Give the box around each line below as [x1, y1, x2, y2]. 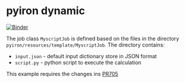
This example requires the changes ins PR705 [6, 70, 118, 77]
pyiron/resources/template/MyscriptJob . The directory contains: [6, 41, 165, 48]
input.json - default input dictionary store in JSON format [14, 52, 157, 59]
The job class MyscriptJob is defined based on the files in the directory [6, 35, 180, 42]
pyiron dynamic [6, 4, 85, 18]
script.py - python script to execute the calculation [14, 59, 142, 66]
